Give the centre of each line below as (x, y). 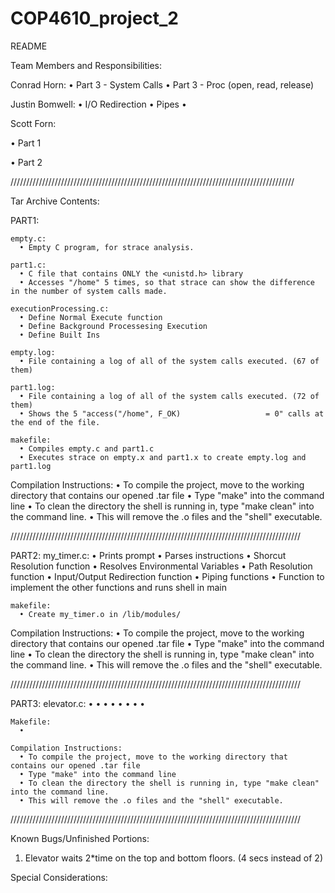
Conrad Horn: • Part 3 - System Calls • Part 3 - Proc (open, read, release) (162, 84)
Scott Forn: (33, 123)
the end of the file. (55, 422)
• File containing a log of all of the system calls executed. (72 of (169, 396)
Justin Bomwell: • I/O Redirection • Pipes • (98, 104)
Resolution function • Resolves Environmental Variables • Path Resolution (161, 566)
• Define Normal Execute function (91, 317)
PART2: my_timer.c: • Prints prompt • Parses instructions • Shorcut (148, 555)
